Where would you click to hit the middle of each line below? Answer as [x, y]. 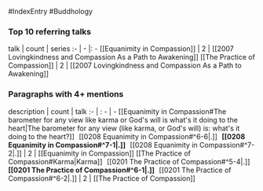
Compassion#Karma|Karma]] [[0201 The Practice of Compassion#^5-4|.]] [129, 161]
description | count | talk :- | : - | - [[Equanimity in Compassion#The [117, 111]
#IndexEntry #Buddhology [50, 11]
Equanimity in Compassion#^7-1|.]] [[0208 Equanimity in [103, 145]
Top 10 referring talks [50, 31]
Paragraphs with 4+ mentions [66, 94]
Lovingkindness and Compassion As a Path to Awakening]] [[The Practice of [131, 57]
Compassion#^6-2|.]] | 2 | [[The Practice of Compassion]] [102, 178]
